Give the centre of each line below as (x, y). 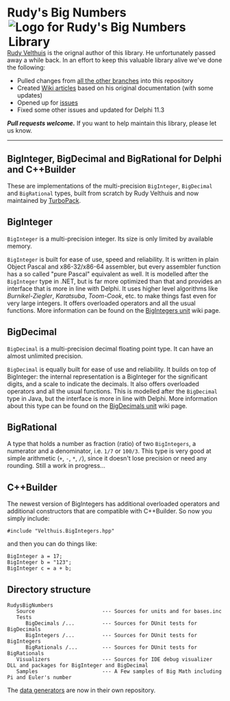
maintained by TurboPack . (44, 200)
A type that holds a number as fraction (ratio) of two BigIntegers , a (102, 444)
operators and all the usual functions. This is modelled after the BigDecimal (112, 391)
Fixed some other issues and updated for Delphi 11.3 (91, 110)
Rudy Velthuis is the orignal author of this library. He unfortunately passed (111, 53)
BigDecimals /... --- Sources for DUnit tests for (111, 623)
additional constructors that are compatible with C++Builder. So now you (110, 511)
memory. (20, 246)
